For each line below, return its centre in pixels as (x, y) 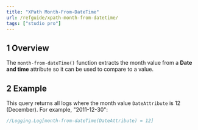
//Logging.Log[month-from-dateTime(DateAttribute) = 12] (80, 121)
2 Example (27, 88)
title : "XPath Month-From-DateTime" (53, 12)
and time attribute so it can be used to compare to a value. (80, 69)
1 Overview (28, 48)
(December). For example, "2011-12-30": (57, 110)
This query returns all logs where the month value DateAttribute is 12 (94, 103)
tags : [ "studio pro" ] (34, 23)
